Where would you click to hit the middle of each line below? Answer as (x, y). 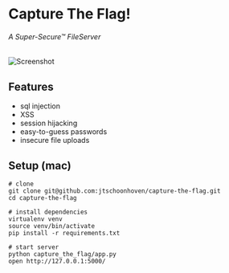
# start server (34, 247)
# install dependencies (48, 212)
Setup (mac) (40, 165)
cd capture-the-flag (43, 198)
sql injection (40, 106)
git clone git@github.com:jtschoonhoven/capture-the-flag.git (115, 191)
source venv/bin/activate (51, 226)
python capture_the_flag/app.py (62, 255)
